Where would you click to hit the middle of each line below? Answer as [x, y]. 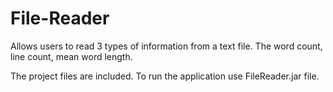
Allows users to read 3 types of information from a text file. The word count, [166, 46]
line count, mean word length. [71, 56]
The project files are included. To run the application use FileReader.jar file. [165, 76]
